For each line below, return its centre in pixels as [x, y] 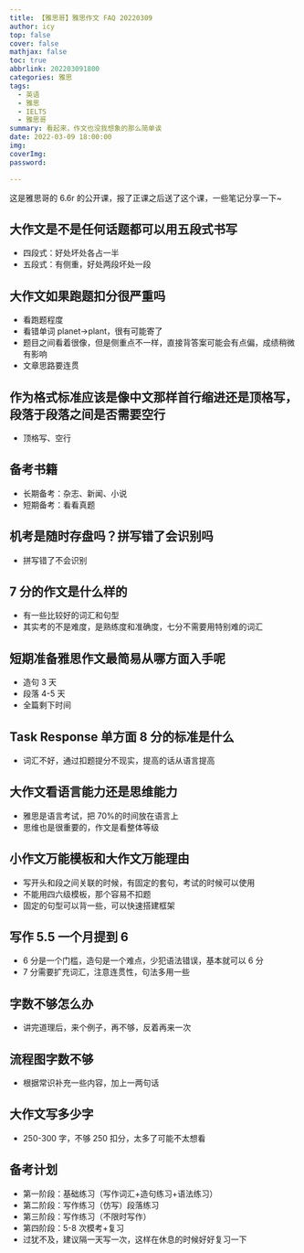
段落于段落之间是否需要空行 [88, 414]
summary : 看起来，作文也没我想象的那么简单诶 [86, 129]
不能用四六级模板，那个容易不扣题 [87, 894]
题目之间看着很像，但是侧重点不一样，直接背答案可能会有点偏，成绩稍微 [158, 343]
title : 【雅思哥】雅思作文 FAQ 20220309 [81, 18]
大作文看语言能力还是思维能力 [94, 792]
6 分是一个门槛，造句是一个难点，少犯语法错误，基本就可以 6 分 [143, 960]
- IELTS [32, 112]
